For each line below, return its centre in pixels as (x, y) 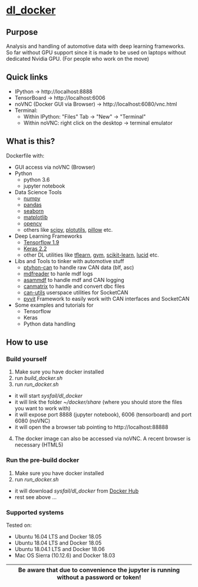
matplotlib (36, 217)
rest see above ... (36, 497)
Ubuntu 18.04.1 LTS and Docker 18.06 (60, 549)
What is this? (31, 141)
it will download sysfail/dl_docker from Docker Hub (77, 491)
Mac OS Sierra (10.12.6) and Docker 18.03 (65, 555)
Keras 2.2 (35, 248)
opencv (33, 223)
